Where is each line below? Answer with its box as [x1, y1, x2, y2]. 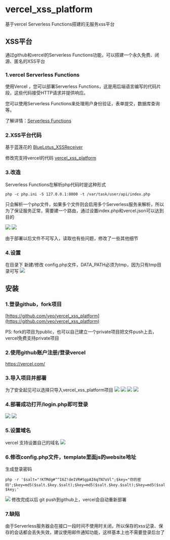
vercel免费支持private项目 [5, 335, 59, 341]
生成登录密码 [5, 466, 32, 472]
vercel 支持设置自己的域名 [5, 439, 60, 445]
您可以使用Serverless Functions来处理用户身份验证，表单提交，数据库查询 [5, 101, 160, 107]
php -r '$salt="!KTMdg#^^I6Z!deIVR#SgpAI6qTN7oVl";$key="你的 [5, 477, 138, 483]
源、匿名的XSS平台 [5, 58, 46, 64]
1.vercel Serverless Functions [5, 71, 80, 78]
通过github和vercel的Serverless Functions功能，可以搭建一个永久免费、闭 [5, 52, 159, 58]
